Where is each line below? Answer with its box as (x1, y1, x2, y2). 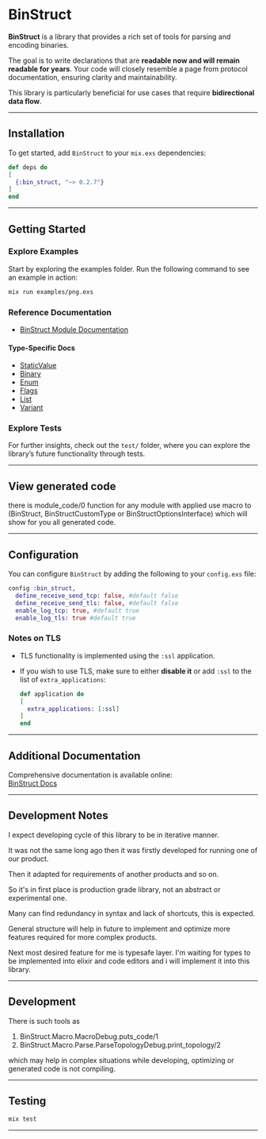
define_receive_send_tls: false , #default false (15, 599, 179, 607)
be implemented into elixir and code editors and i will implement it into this (8, 956, 250, 966)
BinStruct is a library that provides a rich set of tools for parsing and (8, 32, 231, 41)
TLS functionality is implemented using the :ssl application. (19, 651, 215, 660)
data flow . (8, 96, 42, 106)
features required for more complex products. (8, 932, 158, 942)
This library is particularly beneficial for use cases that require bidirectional (8, 87, 255, 97)
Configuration (8, 548, 79, 562)
